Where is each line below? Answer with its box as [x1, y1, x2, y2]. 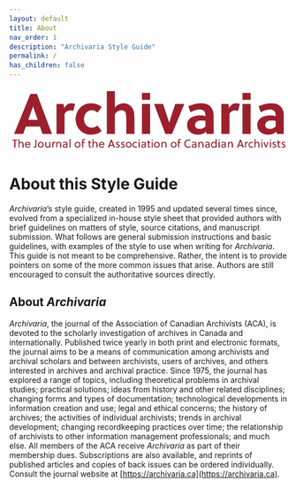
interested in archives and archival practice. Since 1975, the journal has [9, 365, 268, 376]
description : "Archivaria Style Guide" [9, 42, 156, 51]
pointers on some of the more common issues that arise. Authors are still [9, 259, 274, 270]
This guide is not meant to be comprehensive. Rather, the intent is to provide [9, 250, 287, 261]
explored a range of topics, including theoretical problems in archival [9, 374, 260, 385]
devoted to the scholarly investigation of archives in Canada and [9, 327, 244, 338]
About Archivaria [9, 294, 107, 309]
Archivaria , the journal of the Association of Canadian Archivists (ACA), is [9, 318, 277, 329]
